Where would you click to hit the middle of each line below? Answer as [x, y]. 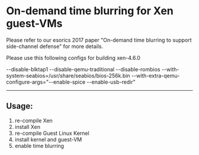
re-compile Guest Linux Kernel [52, 133]
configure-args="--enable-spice [46, 82]
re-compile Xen [34, 121]
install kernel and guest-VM [48, 139]
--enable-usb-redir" [111, 82]
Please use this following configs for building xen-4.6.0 [73, 58]
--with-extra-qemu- [155, 75]
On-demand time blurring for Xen [90, 11]
